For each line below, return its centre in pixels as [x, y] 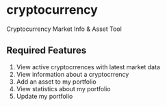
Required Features [47, 50]
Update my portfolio [44, 96]
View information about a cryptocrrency [73, 74]
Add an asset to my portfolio [56, 82]
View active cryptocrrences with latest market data [88, 67]
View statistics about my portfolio [63, 88]
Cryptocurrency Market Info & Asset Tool [64, 29]
